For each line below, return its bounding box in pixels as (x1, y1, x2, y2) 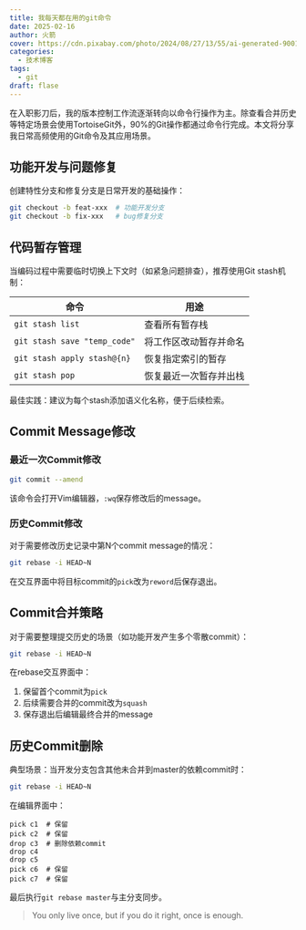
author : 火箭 (9, 30, 56, 39)
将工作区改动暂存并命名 (144, 336, 245, 347)
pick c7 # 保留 (9, 874, 68, 884)
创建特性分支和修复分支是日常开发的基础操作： (9, 185, 185, 196)
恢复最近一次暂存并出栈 (144, 370, 245, 382)
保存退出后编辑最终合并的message (22, 708, 153, 720)
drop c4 (9, 847, 39, 857)
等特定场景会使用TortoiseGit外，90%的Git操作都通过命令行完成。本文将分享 (9, 119, 294, 129)
